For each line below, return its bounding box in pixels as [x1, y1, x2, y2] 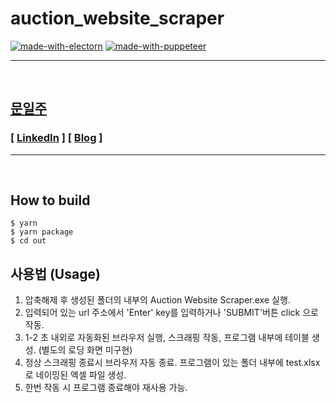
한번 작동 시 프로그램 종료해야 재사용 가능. [24, 382, 188, 394]
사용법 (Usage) [10, 265, 101, 282]
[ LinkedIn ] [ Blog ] [10, 131, 103, 145]
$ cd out [10, 236, 47, 246]
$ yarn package [10, 227, 74, 237]
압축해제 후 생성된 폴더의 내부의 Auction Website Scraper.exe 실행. [24, 294, 291, 306]
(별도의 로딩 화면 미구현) [38, 344, 133, 356]
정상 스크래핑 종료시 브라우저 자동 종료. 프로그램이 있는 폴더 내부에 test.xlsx [24, 357, 321, 369]
